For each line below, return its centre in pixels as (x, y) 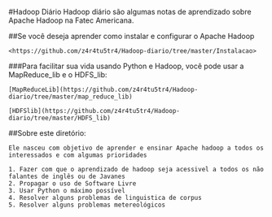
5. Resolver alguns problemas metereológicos (87, 205)
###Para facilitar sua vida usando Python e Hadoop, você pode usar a (126, 66)
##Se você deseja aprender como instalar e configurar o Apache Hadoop (132, 36)
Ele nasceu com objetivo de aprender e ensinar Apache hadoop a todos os (136, 148)
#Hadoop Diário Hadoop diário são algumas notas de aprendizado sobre (130, 12)
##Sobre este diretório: (48, 133)
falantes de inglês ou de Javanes (67, 176)
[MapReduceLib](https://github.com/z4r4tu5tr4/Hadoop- (103, 89)
